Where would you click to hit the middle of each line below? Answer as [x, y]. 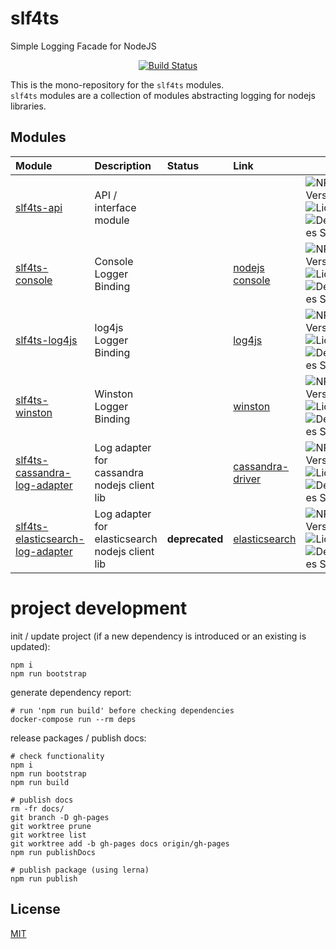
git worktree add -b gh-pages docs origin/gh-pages [120, 843]
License [35, 909]
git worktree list [48, 835]
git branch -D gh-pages [60, 817]
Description [123, 165]
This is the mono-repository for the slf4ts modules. [117, 84]
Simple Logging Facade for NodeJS [83, 46]
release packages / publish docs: [78, 738]
